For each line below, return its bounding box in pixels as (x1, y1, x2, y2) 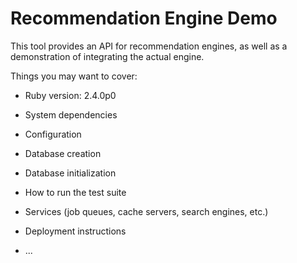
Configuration (24, 128, 82, 140)
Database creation (24, 147, 102, 159)
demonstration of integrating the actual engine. (10, 50, 205, 62)
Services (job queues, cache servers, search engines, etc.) (24, 205, 269, 217)
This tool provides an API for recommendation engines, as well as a (10, 40, 288, 52)
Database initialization (24, 167, 117, 179)
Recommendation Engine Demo (10, 7, 278, 30)
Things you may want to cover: (10, 70, 138, 82)
